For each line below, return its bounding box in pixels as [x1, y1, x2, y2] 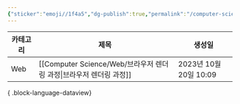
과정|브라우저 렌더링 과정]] [47, 69, 132, 79]
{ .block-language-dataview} [7, 88, 92, 97]
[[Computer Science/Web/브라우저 [39, 58, 154, 68]
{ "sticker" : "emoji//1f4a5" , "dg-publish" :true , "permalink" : [7, 10, 187, 18]
